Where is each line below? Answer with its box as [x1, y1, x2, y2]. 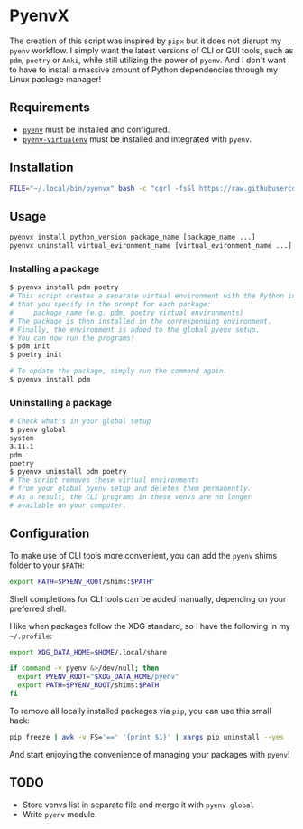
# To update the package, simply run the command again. [9, 367, 228, 376]
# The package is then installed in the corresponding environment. [9, 316, 272, 325]
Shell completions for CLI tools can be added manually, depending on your [9, 593, 287, 604]
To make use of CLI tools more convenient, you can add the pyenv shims [9, 550, 278, 561]
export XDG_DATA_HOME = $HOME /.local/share [9, 647, 168, 656]
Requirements [9, 100, 90, 116]
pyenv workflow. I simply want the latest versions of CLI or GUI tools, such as [9, 44, 294, 55]
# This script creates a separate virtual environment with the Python [9, 291, 284, 301]
